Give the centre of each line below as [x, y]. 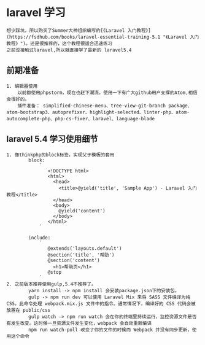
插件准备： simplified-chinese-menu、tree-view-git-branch [91, 106]
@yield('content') [82, 211]
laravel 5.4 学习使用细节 [52, 139]
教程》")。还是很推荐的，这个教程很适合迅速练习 [59, 44]
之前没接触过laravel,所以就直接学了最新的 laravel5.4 [69, 50]
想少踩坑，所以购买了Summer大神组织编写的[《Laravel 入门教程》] [79, 30]
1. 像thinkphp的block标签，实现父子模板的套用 [60, 155]
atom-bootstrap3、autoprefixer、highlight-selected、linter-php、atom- [98, 112]
